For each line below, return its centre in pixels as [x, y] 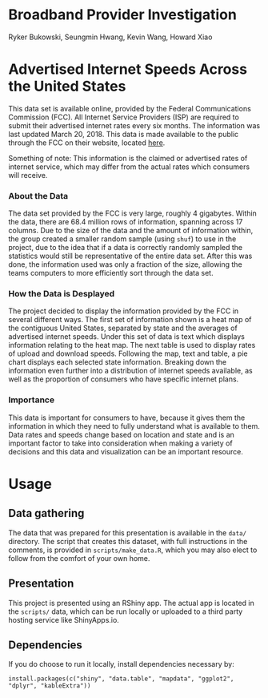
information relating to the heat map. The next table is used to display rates [132, 345]
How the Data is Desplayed [62, 294]
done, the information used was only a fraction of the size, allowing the [125, 264]
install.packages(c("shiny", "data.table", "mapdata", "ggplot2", [121, 679]
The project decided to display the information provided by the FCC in [123, 311]
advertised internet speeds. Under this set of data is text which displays [127, 337]
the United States [67, 87]
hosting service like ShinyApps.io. [64, 619]
